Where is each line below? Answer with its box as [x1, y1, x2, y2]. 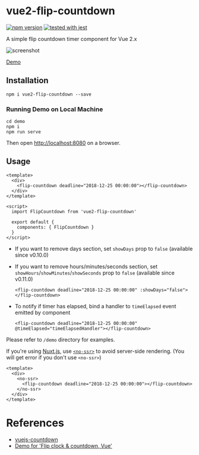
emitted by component [14, 309, 71, 316]
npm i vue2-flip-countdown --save [6, 91, 92, 97]
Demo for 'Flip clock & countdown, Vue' [14, 442, 113, 449]
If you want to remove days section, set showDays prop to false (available [14, 245, 193, 252]
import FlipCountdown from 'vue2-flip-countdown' [11, 208, 137, 214]
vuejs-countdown [14, 435, 58, 443]
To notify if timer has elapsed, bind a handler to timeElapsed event [14, 302, 176, 309]
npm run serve [6, 129, 42, 135]
